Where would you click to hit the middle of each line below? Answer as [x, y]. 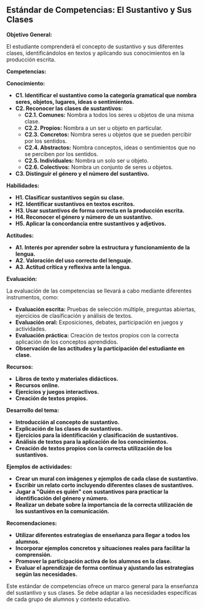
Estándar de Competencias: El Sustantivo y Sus [99, 10]
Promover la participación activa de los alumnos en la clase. [93, 561]
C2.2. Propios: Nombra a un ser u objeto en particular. [93, 128]
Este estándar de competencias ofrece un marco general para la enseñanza [102, 586]
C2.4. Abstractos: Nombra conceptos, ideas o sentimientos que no [110, 147]
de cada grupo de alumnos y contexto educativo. [69, 599]
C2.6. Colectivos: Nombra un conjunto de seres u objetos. [99, 167]
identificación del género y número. [62, 498]
